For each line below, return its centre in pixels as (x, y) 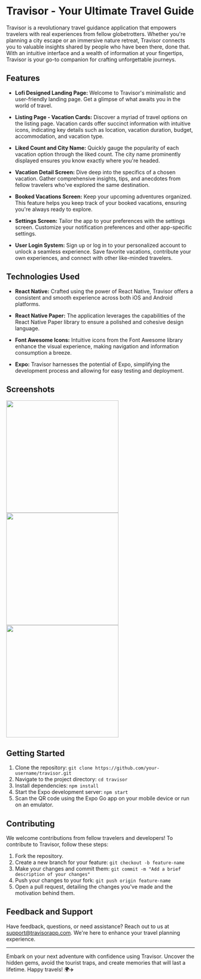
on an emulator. (34, 805)
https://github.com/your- (127, 768)
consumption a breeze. (43, 352)
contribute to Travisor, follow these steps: (57, 844)
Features (23, 78)
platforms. (28, 304)
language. (27, 328)
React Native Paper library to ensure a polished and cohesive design (99, 322)
